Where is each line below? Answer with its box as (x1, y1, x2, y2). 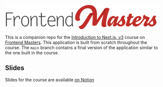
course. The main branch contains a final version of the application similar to (5, 44, 158, 51)
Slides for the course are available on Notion (5, 77, 94, 83)
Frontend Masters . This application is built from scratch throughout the (5, 39, 147, 45)
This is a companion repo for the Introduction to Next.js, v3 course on (5, 34, 145, 40)
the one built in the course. (5, 50, 60, 55)
